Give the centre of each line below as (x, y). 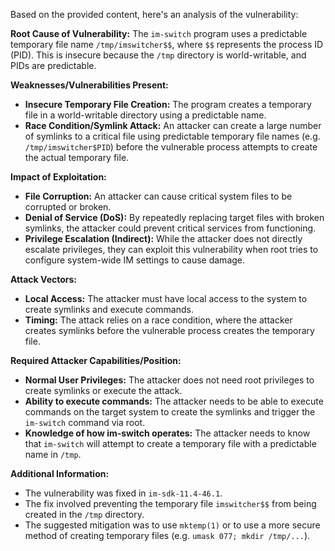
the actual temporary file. (77, 157)
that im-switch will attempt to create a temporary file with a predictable (170, 443)
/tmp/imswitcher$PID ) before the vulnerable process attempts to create (171, 147)
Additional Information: (60, 473)
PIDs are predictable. (53, 65)
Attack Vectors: (44, 279)
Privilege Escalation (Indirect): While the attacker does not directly (163, 238)
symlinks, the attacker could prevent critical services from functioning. (170, 228)
